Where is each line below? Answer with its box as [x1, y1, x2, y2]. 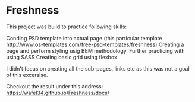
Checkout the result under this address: [6, 82, 103, 90]
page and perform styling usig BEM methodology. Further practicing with [6, 47, 185, 54]
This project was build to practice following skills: [6, 23, 127, 30]
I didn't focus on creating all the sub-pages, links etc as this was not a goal [6, 65, 190, 72]
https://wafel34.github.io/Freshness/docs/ [6, 89, 110, 96]
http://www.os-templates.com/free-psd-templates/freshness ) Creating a [6, 41, 184, 48]
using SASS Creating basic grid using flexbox [6, 53, 117, 60]
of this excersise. [6, 71, 49, 78]
